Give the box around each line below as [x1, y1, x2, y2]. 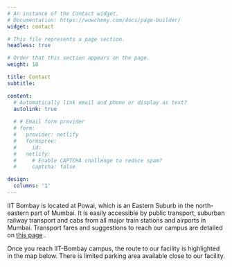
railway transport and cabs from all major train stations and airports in [7, 216, 206, 224]
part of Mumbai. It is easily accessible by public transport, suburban [30, 209, 225, 217]
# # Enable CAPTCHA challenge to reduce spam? [13, 157, 163, 164]
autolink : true [13, 105, 57, 112]
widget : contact [7, 23, 54, 30]
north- [195, 201, 214, 209]
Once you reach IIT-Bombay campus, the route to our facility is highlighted [7, 244, 220, 252]
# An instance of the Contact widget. [7, 10, 119, 17]
